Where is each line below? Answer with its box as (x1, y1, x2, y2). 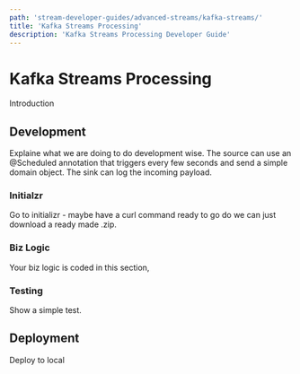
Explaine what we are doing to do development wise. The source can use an (9, 148, 292, 159)
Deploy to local (9, 354, 66, 365)
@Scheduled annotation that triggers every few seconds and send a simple (9, 158, 288, 169)
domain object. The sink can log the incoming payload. (9, 167, 213, 178)
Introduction (9, 98, 55, 109)
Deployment (9, 331, 80, 346)
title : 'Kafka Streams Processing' (9, 22, 143, 30)
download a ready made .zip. (9, 219, 117, 230)
